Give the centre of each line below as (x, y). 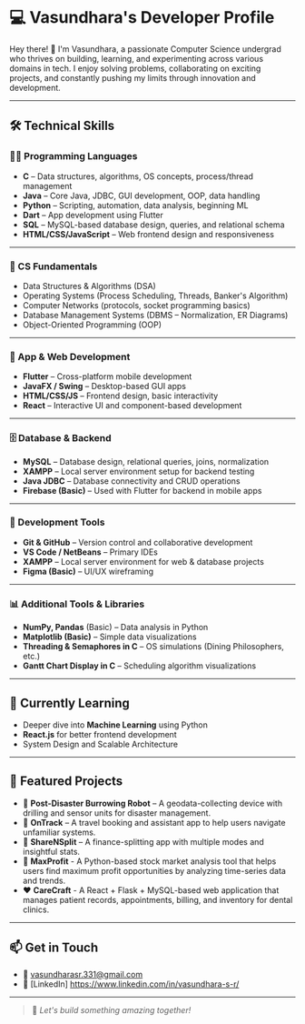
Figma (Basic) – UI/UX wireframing (88, 571)
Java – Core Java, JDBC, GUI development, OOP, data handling (141, 196)
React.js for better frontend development (99, 734)
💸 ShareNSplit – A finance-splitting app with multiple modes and (143, 841)
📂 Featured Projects (66, 782)
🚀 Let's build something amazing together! (111, 1009)
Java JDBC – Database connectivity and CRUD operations (131, 481)
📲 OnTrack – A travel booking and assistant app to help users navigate (154, 822)
